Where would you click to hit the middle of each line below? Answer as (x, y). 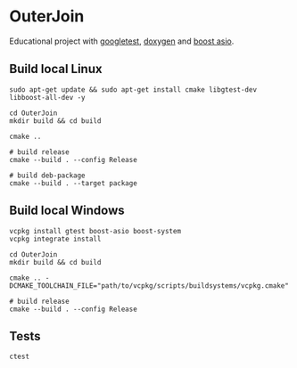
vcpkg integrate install (55, 239)
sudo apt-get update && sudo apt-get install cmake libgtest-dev (133, 90)
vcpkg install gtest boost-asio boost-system (95, 231)
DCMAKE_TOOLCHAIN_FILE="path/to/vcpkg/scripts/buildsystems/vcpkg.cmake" (149, 286)
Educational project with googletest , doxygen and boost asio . (122, 41)
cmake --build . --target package (74, 183)
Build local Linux (56, 69)
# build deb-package (48, 176)
